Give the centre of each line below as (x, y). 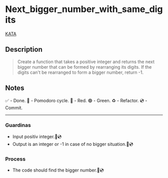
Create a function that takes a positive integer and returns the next (86, 62)
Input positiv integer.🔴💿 (37, 136)
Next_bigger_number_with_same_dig (84, 9)
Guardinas (18, 125)
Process (15, 159)
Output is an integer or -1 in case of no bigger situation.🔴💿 (73, 144)
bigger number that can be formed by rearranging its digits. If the (84, 67)
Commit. (14, 108)
